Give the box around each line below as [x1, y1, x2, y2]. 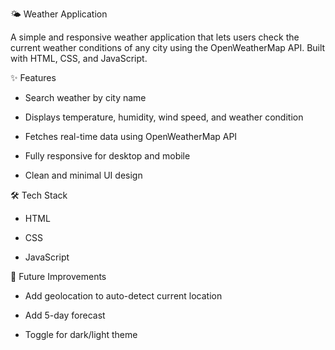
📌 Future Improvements [10, 271, 107, 282]
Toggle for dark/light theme [24, 329, 138, 340]
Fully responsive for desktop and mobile [24, 150, 191, 162]
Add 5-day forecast [24, 309, 106, 321]
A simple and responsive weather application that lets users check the [10, 31, 300, 43]
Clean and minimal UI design [24, 169, 143, 181]
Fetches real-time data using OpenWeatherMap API [24, 131, 238, 142]
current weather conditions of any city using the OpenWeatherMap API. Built [10, 42, 326, 53]
